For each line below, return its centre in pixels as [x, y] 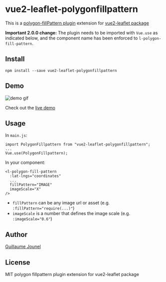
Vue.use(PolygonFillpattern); [37, 153]
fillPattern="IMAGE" [31, 185]
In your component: [25, 162]
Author [16, 234]
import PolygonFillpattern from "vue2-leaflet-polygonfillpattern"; [78, 144]
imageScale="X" [25, 189]
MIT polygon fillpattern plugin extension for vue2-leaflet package [72, 274]
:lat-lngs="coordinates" [35, 176]
